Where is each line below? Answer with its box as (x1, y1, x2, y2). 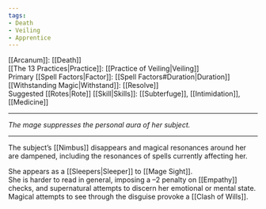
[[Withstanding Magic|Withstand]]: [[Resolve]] (8, 81, 159, 90)
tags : (8, 11, 26, 20)
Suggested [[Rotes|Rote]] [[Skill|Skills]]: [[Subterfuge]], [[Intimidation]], (8, 89, 241, 99)
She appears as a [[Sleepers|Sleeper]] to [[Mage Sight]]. (8, 167, 193, 177)
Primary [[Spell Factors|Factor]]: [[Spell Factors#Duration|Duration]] (8, 72, 230, 82)
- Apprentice (8, 33, 51, 42)
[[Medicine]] (8, 97, 49, 107)
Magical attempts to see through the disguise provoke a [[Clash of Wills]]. (8, 192, 249, 202)
